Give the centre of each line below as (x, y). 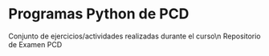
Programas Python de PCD (99, 14)
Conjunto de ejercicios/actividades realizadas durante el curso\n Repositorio (134, 36)
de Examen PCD (35, 44)
